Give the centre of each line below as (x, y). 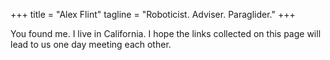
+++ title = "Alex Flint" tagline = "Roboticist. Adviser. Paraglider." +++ (153, 14)
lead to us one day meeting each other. (91, 44)
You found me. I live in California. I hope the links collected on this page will (166, 33)
